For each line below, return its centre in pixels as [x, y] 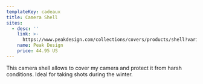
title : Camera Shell [32, 17]
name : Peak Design [40, 46]
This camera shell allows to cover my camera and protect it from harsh [94, 68]
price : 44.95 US [38, 51]
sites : [14, 23]
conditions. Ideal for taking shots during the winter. [69, 74]
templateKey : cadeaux [34, 12]
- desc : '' [25, 28]
